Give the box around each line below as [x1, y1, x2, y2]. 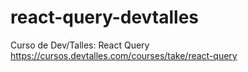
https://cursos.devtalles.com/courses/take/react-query [10, 49, 238, 61]
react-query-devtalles [10, 6, 200, 29]
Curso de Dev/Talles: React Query [10, 39, 150, 51]
